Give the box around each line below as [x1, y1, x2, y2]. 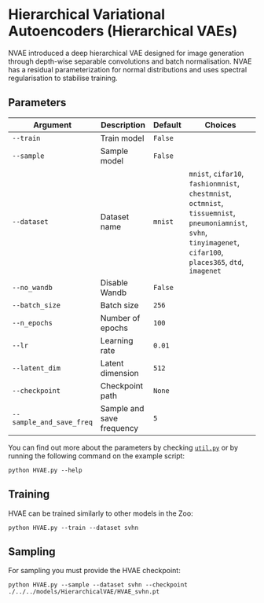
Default [152, 119, 182, 131]
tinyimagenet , [189, 237, 240, 248]
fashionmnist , [189, 178, 240, 189]
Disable [100, 277, 128, 288]
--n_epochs [12, 318, 53, 327]
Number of [100, 312, 141, 323]
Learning [100, 335, 134, 346]
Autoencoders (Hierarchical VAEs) [8, 22, 238, 40]
